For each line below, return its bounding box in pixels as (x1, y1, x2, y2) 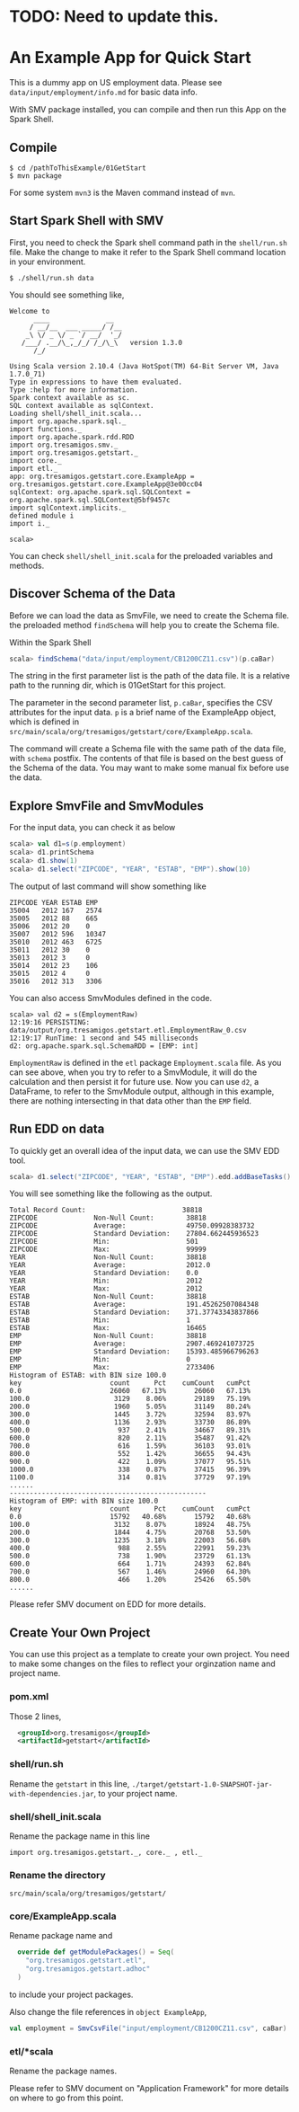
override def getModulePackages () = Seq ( (17, 1948, 175, 1957)
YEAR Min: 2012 (9, 1276, 203, 1286)
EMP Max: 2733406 (9, 1363, 215, 1372)
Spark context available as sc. (9, 393, 130, 402)
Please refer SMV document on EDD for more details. (9, 1599, 207, 1610)
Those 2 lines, (9, 1710, 62, 1722)
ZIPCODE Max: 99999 (9, 1245, 207, 1255)
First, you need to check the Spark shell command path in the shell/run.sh (9, 236, 287, 248)
